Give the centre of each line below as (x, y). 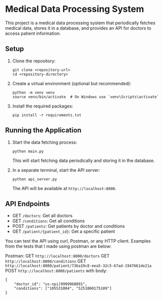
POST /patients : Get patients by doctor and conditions (69, 226)
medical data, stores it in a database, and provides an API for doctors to (78, 28)
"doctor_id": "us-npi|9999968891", (51, 284)
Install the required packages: (43, 106)
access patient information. (33, 33)
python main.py (28, 151)
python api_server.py (34, 179)
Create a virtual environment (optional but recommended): (72, 83)
